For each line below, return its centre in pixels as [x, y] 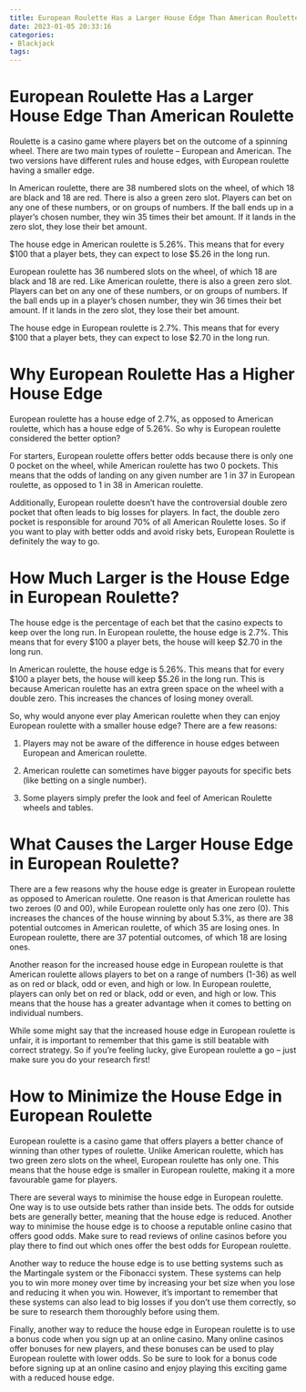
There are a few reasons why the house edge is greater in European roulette [153, 889]
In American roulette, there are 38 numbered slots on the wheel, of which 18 [152, 188]
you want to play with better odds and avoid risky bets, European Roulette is [152, 532]
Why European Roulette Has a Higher [152, 375]
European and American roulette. [85, 753]
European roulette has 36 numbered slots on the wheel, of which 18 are [143, 272]
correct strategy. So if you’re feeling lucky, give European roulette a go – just [153, 1050]
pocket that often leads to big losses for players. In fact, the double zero [145, 512]
